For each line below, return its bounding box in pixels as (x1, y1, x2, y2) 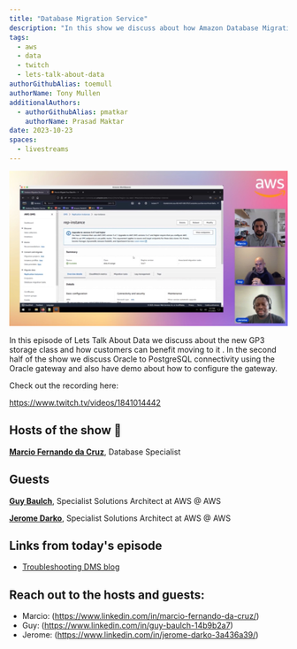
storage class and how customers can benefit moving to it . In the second (9, 344, 277, 355)
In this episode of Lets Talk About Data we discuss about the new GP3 (9, 334, 265, 345)
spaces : (9, 135, 38, 145)
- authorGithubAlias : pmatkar (17, 107, 128, 117)
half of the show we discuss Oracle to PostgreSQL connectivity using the (9, 354, 276, 364)
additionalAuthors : (9, 98, 81, 107)
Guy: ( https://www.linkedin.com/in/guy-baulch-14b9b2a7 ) (21, 620, 234, 631)
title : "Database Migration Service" (9, 14, 148, 23)
